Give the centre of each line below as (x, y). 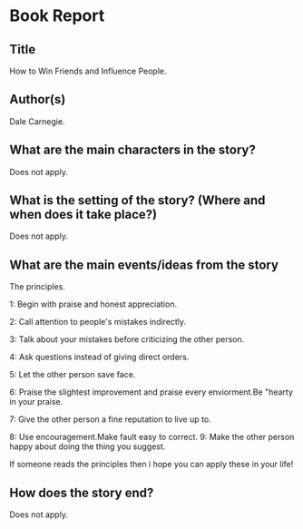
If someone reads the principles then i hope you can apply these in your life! (151, 465)
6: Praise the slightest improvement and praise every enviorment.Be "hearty (151, 392)
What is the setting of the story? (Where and (137, 201)
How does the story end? (82, 492)
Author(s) (38, 99)
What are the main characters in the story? (132, 150)
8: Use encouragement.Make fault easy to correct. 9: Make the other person (152, 437)
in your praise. (36, 402)
